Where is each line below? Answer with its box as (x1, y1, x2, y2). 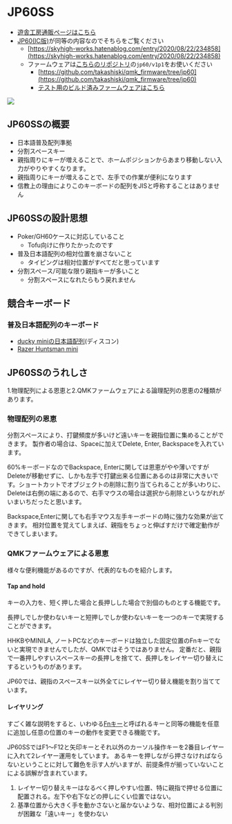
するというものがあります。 (7, 662, 86, 670)
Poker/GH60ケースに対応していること (17, 232, 125, 240)
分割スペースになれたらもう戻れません (27, 275, 136, 284)
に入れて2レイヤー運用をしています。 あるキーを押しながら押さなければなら (7, 752, 223, 760)
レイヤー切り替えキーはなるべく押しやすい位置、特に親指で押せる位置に (17, 784, 223, 792)
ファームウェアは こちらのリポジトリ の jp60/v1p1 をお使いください (27, 60, 213, 68)
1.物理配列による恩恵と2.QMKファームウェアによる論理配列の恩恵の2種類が (7, 386, 222, 395)
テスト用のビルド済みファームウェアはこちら (37, 83, 165, 91)
